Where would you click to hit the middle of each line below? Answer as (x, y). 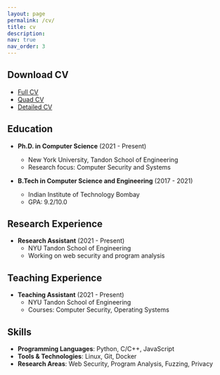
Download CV (38, 75)
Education (30, 129)
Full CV (28, 91)
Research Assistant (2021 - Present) (71, 241)
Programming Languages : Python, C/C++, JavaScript (96, 349)
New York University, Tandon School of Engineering (103, 160)
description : (26, 33)
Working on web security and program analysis (96, 256)
